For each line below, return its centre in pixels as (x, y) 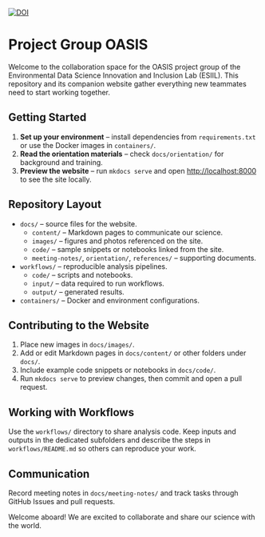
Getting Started (47, 117)
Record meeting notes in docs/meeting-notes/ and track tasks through (123, 493)
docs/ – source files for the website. (78, 223)
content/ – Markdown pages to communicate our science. (127, 232)
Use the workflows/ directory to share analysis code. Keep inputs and (123, 431)
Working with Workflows (71, 412)
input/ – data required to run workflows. (98, 283)
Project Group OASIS (78, 45)
